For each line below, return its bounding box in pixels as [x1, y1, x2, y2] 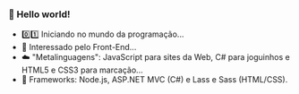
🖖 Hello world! [8, 8, 71, 21]
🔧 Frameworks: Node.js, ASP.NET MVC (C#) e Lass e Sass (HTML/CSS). [21, 74, 288, 85]
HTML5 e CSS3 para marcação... [21, 64, 144, 75]
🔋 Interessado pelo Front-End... [21, 42, 137, 53]
